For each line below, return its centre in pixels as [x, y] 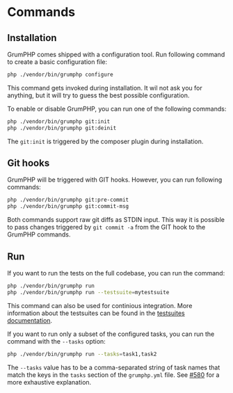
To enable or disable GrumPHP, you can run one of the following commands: [117, 109]
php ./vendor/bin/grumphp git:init [59, 121]
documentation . [30, 320]
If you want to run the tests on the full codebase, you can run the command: [116, 273]
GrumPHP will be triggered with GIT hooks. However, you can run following [115, 180]
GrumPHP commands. [39, 234]
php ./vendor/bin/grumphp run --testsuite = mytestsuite [88, 292]
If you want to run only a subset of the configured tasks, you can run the [111, 334]
